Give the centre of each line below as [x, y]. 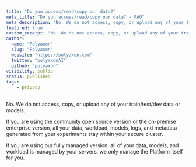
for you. [15, 158]
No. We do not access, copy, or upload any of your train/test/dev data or [93, 104]
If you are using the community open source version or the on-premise [91, 121]
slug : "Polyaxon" [32, 50]
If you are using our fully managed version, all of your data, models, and [92, 145]
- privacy [29, 88]
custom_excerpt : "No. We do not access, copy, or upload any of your [92, 33]
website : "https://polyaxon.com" [52, 55]
